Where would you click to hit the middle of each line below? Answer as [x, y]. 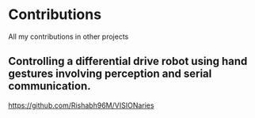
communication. [49, 86]
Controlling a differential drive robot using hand [128, 61]
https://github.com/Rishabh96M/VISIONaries [81, 105]
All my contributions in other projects [69, 36]
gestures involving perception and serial [110, 74]
